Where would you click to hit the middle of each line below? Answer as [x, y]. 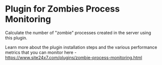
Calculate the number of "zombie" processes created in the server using [78, 32]
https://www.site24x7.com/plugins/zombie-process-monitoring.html [74, 57]
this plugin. [16, 38]
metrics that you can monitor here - [41, 52]
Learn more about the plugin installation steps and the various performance [81, 47]
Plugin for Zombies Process [62, 9]
